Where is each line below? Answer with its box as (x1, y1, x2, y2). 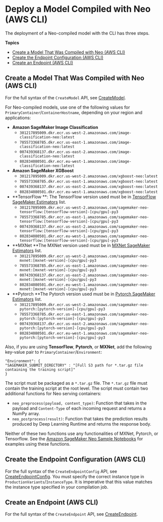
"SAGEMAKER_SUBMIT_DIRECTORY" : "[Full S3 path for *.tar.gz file (5, 363, 143, 368)
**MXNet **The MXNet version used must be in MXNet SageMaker (12, 242, 150, 248)
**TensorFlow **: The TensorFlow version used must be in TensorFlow (12, 193, 156, 200)
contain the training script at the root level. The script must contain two (5, 385, 148, 391)
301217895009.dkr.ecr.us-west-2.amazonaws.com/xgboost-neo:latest (19, 174, 158, 179)
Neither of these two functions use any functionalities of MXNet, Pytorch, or (5, 430, 159, 436)
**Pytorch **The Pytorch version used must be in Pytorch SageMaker (12, 291, 156, 297)
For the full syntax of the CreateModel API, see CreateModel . (5, 94, 126, 100)
